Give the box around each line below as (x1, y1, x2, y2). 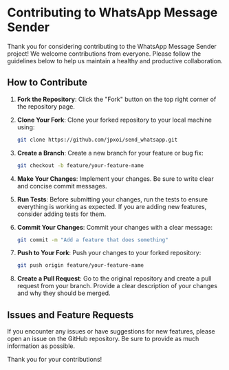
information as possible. (7, 342, 76, 350)
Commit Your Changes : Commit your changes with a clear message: (17, 223, 213, 231)
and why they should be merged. (17, 289, 111, 297)
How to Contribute (7, 77, 88, 89)
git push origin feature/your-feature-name (17, 262, 144, 269)
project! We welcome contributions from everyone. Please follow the (7, 50, 201, 58)
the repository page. (17, 102, 76, 111)
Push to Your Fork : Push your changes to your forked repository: (17, 249, 201, 257)
